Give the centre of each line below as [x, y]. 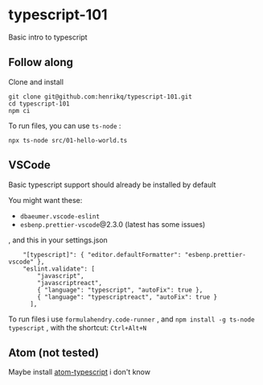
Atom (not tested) [53, 352]
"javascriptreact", [70, 283]
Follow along [41, 62]
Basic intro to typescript [48, 37]
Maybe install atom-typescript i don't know [80, 372]
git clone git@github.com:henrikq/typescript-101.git [101, 97]
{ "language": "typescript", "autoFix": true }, [120, 290]
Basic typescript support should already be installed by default [112, 184]
